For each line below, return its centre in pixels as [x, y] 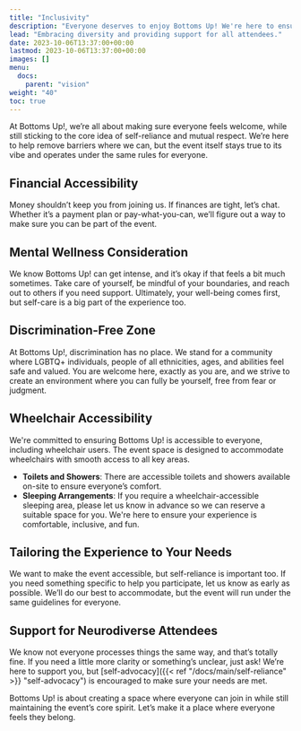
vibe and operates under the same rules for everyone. [109, 155]
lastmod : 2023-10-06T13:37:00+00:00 [77, 51]
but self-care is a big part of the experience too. [98, 302]
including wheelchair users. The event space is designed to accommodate [146, 449]
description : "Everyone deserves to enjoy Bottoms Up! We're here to [142, 26]
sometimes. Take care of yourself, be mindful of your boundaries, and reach [150, 283]
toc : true [28, 101]
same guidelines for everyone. [65, 603]
